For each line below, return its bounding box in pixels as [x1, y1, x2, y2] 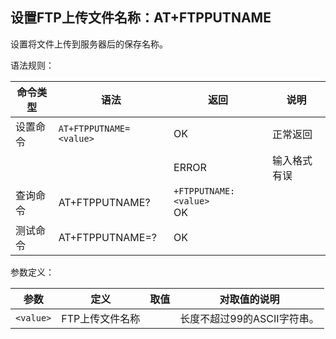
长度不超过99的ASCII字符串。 [179, 311, 320, 325]
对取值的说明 [219, 292, 280, 306]
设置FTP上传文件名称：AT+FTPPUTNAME [10, 9, 272, 27]
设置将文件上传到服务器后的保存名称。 [10, 38, 168, 50]
